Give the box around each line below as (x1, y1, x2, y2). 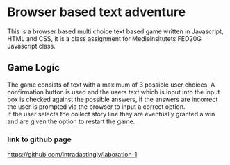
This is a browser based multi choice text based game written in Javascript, (7, 27, 224, 35)
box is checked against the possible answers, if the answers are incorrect (7, 95, 218, 103)
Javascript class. (7, 42, 56, 50)
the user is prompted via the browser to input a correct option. (7, 102, 186, 111)
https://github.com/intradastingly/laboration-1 (7, 150, 138, 159)
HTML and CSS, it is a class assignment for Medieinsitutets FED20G (7, 34, 202, 42)
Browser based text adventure (7, 4, 186, 20)
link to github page (7, 134, 72, 144)
